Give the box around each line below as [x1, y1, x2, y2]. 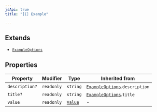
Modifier [42, 75, 62, 82]
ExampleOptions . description [86, 83, 150, 90]
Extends [5, 33, 30, 42]
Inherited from [101, 75, 135, 82]
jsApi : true [5, 7, 29, 12]
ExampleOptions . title [86, 91, 135, 98]
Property [12, 75, 33, 82]
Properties [5, 61, 38, 69]
